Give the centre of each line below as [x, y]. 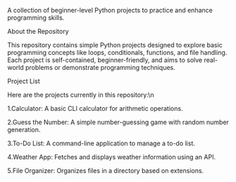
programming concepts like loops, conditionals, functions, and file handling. [117, 53]
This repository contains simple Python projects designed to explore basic [115, 45]
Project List [24, 81]
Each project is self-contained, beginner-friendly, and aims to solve [105, 60]
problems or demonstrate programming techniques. [100, 67]
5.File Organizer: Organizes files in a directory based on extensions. [106, 171]
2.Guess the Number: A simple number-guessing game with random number [118, 122]
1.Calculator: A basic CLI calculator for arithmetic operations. [95, 108]
